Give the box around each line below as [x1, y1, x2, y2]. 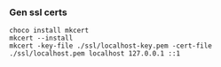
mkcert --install [9, 33, 74, 43]
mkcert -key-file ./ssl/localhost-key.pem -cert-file [9, 41, 213, 50]
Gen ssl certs [9, 6, 68, 19]
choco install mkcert [9, 26, 90, 35]
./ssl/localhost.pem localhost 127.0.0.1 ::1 [9, 49, 180, 58]
